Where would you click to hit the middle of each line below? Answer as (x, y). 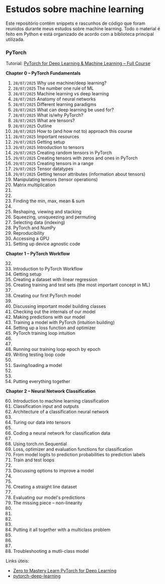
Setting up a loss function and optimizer (54, 328)
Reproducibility (29, 233)
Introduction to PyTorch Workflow (48, 269)
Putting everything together (42, 382)
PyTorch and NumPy (34, 228)
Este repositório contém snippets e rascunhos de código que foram (75, 23)
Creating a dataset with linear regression (55, 280)
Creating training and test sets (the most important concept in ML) (81, 285)
